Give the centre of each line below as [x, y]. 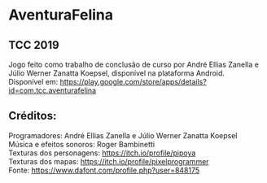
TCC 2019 [34, 45]
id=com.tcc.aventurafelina [52, 90]
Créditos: [33, 116]
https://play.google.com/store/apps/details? [133, 82]
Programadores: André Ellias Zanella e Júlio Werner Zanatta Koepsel [123, 135]
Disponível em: [33, 82]
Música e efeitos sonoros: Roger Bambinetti [82, 144]
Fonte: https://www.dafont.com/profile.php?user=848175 [104, 170]
